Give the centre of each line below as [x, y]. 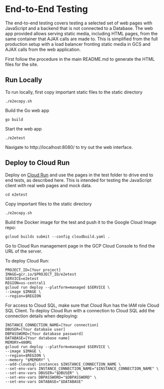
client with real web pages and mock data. [48, 185]
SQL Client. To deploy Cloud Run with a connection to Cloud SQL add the [80, 310]
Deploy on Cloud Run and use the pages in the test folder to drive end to [79, 175]
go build [14, 120]
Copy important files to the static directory [48, 204]
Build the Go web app [27, 110]
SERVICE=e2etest [22, 278]
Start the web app [24, 129]
